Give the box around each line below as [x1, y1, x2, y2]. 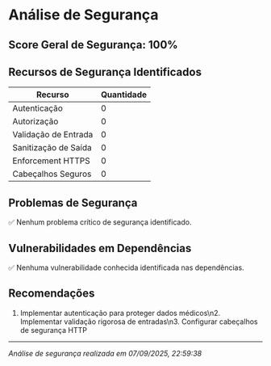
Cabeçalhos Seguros [12, 168, 92, 179]
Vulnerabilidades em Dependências [8, 241, 192, 255]
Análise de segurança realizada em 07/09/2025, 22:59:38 [8, 348, 202, 358]
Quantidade [100, 89, 148, 100]
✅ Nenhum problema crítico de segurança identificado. [8, 217, 192, 227]
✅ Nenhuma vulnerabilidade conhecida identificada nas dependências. [8, 263, 244, 272]
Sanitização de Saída [12, 142, 93, 154]
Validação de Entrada [12, 129, 94, 141]
